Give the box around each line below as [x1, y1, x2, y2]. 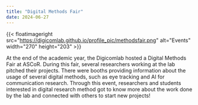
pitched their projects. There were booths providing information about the [6, 67, 186, 74]
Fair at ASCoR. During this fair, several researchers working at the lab [6, 60, 175, 68]
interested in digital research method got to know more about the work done [6, 86, 193, 93]
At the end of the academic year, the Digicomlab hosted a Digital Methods [6, 54, 187, 61]
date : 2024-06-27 [6, 14, 49, 20]
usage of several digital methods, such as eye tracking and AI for [6, 73, 165, 80]
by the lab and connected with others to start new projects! [6, 92, 151, 99]
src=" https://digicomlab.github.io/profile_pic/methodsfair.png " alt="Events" [6, 37, 191, 44]
